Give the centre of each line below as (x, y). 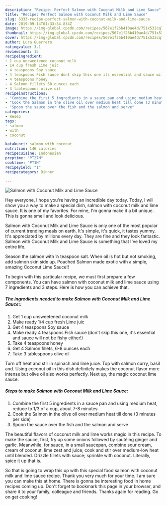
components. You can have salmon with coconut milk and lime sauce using (82, 282)
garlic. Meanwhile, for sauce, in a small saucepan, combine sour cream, (79, 445)
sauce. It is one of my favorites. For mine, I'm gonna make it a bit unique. (80, 211)
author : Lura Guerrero (29, 42)
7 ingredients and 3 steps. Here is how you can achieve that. (67, 287)
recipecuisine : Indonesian (33, 153)
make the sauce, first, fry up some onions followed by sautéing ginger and (81, 440)
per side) (22, 419)
